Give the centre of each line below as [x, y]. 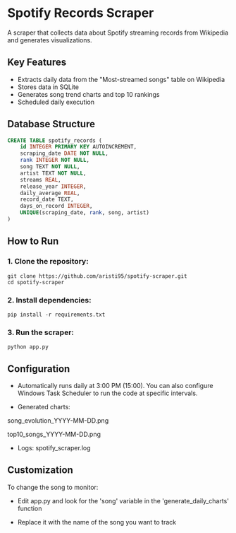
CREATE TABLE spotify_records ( [55, 140]
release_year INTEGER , [53, 186]
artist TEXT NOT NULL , [53, 173]
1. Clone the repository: [48, 262]
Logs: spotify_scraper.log [54, 448]
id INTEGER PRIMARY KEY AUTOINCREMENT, [79, 147]
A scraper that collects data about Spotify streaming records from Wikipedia [118, 33]
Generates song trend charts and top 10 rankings [88, 94]
